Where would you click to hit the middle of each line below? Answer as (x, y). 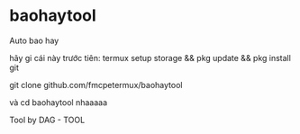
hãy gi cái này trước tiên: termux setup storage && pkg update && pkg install (150, 58)
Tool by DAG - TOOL (47, 120)
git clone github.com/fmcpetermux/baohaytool (96, 85)
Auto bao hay (34, 40)
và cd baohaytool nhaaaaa (59, 102)
